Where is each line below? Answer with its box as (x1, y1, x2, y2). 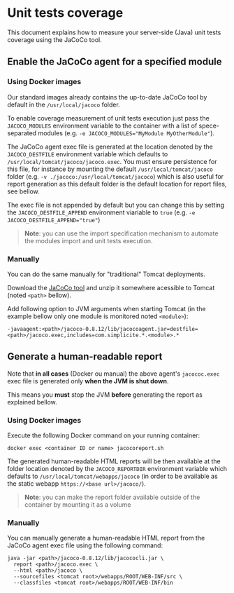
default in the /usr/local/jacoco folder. (7, 100, 120, 109)
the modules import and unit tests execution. (24, 236, 153, 245)
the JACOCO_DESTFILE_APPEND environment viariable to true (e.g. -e (7, 208, 196, 217)
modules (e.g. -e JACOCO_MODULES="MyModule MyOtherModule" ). (38, 128, 215, 137)
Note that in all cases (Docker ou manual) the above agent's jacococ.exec (7, 369, 220, 378)
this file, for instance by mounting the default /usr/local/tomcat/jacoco (7, 165, 213, 173)
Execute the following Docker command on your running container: (7, 431, 200, 439)
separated (7, 128, 37, 137)
